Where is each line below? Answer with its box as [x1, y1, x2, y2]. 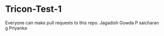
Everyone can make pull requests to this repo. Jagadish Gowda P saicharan [5, 20, 160, 26]
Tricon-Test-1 [5, 3, 62, 15]
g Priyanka [5, 25, 27, 31]
